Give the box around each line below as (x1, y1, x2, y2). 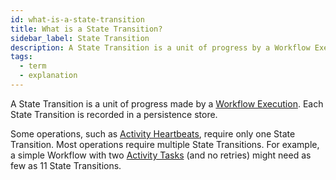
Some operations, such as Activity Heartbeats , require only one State (10, 127, 296, 140)
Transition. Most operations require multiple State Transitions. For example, (10, 138, 320, 150)
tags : (10, 52, 33, 62)
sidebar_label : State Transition (10, 33, 150, 43)
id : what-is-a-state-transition (10, 14, 145, 25)
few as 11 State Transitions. (10, 159, 122, 171)
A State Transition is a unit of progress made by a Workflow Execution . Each (10, 97, 324, 110)
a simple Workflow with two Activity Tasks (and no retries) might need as (10, 149, 312, 161)
